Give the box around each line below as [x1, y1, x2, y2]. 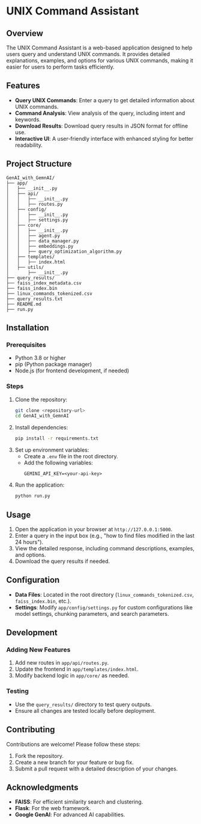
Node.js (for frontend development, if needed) [14, 367, 130, 374]
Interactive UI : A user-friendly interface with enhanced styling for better [14, 135, 194, 142]
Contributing [6, 725, 55, 735]
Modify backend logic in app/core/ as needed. [14, 672, 130, 679]
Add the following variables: [23, 459, 93, 467]
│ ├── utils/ [6, 264, 44, 270]
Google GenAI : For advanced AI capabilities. [14, 811, 125, 819]
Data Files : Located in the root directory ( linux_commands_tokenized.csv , [14, 591, 194, 598]
